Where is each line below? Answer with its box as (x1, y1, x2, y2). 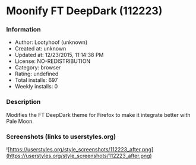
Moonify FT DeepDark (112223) (6, 4, 163, 18)
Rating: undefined (14, 70, 59, 78)
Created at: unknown (14, 45, 67, 52)
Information (6, 26, 41, 34)
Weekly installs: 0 (14, 83, 58, 90)
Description (6, 98, 41, 106)
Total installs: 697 (14, 77, 58, 84)
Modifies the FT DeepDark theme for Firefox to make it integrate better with (6, 111, 191, 118)
